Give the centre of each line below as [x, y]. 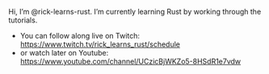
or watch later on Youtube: [64, 53]
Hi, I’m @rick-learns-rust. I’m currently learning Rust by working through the [135, 12]
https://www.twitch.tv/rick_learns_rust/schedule [100, 44]
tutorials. [23, 20]
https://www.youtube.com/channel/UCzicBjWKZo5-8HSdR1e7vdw [130, 61]
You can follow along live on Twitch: [80, 36]
